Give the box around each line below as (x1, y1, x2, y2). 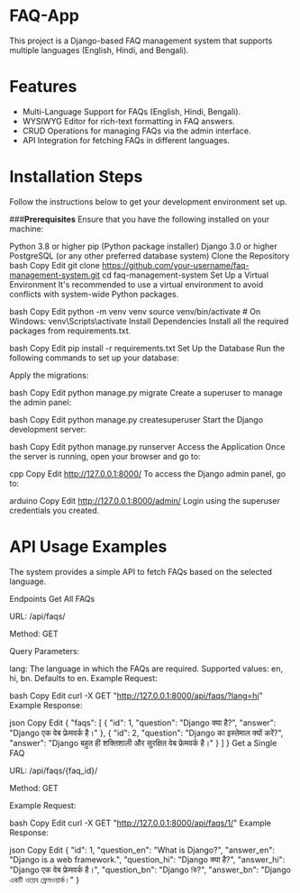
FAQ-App (9, 5, 79, 26)
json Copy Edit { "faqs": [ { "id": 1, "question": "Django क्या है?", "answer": (9, 717, 277, 728)
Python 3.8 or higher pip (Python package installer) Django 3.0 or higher (9, 241, 277, 251)
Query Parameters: (9, 645, 80, 656)
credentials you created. (9, 505, 100, 515)
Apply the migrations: (9, 369, 89, 380)
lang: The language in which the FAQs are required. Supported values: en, (9, 663, 284, 674)
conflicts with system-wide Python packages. (9, 288, 179, 299)
